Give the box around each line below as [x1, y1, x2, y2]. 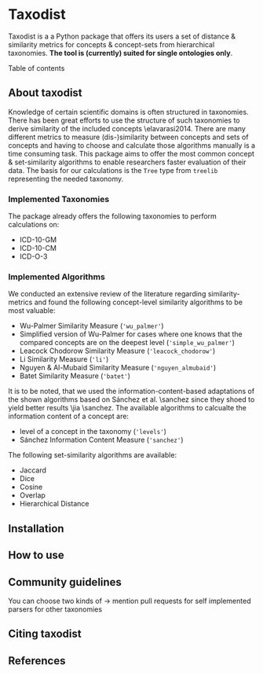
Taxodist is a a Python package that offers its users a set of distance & [8, 31, 236, 41]
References [8, 654, 66, 667]
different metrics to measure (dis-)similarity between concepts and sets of [8, 132, 249, 142]
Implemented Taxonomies [8, 193, 110, 204]
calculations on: [8, 220, 60, 230]
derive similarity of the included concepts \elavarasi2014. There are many [8, 123, 246, 133]
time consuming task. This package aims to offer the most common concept [8, 149, 255, 158]
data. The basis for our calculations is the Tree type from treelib [8, 165, 218, 175]
